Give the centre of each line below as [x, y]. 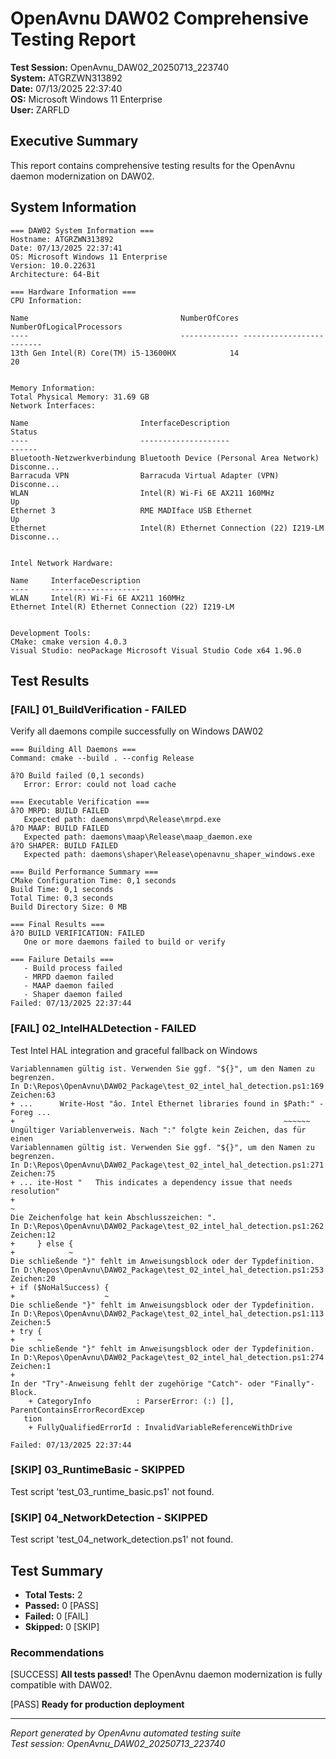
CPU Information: [46, 300]
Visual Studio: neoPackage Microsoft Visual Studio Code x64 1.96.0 [156, 650]
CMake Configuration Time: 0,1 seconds [93, 881]
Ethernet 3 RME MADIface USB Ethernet [131, 510]
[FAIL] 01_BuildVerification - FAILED [98, 709]
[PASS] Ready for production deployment [97, 1704]
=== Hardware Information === [73, 292]
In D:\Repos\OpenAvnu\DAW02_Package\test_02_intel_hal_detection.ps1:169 [167, 1086]
